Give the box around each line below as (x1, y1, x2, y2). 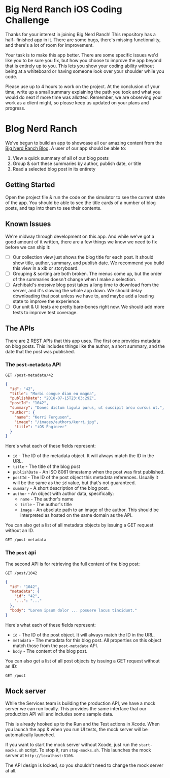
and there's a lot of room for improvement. (5, 42, 94, 48)
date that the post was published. (5, 348, 75, 354)
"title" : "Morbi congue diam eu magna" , (10, 391, 96, 396)
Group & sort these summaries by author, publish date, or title (12, 160, 142, 166)
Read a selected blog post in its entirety (12, 165, 96, 172)
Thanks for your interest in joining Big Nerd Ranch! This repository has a (5, 31, 156, 37)
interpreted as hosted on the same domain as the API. (20, 512, 133, 518)
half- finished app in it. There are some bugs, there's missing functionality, (5, 37, 161, 43)
